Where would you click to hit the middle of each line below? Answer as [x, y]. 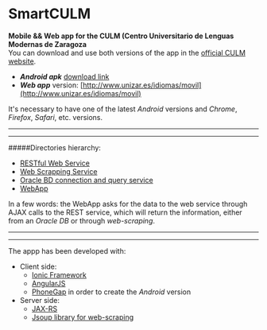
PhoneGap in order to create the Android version [111, 292]
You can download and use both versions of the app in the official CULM [127, 52]
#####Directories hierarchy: [55, 147]
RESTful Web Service [54, 163]
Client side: [38, 266]
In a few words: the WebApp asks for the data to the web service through [128, 204]
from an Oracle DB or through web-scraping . [82, 220]
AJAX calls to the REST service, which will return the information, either [125, 212]
